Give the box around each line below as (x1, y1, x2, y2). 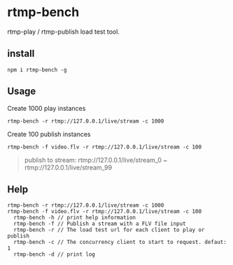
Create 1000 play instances (7, 104, 86, 112)
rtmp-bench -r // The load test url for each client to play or (13, 226, 205, 233)
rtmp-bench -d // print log (13, 251, 96, 258)
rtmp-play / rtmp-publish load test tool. (7, 27, 120, 36)
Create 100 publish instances (7, 130, 91, 138)
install (7, 48, 35, 60)
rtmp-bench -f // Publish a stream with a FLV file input (13, 220, 187, 228)
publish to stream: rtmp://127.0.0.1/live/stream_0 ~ (24, 156, 168, 164)
